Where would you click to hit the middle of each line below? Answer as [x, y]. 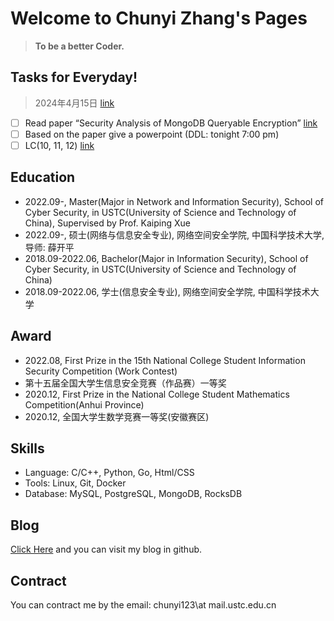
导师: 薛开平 [49, 247]
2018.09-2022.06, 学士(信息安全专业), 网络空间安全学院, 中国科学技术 [167, 291]
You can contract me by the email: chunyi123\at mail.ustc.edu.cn [143, 605]
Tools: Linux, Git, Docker [75, 483]
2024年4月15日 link [74, 103]
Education [43, 177]
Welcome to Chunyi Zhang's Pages [159, 18]
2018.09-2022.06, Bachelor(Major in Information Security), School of [166, 258]
